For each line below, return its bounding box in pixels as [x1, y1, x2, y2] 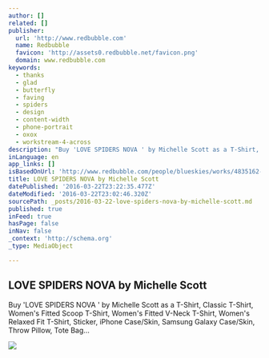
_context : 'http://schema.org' [8, 235, 113, 243]
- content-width [15, 116, 70, 124]
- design [15, 109, 45, 117]
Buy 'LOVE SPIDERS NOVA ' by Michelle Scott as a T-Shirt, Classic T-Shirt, [8, 300, 254, 309]
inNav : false [8, 227, 52, 236]
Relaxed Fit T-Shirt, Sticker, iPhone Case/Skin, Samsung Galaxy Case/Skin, [8, 316, 255, 326]
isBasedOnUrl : [8, 168, 56, 176]
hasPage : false [8, 220, 59, 228]
